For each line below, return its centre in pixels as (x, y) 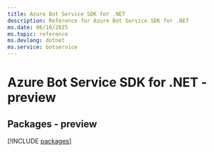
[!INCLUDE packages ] (39, 141)
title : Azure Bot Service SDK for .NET (66, 14)
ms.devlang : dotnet (36, 41)
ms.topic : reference (38, 34)
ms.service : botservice (43, 47)
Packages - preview (52, 124)
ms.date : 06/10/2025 (38, 27)
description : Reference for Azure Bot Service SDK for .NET (98, 21)
